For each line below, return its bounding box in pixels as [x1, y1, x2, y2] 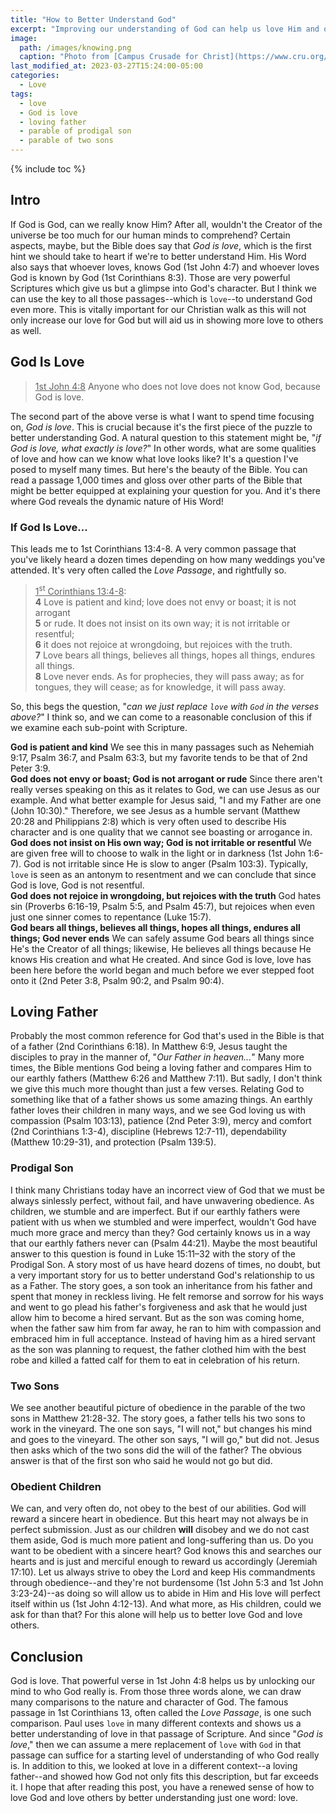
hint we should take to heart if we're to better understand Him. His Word [10, 250, 307, 262]
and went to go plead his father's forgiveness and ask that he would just [10, 1301, 308, 1313]
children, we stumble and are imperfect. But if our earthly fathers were [10, 1205, 301, 1217]
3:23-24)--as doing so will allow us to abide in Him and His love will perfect [10, 1587, 321, 1600]
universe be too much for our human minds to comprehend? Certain [10, 229, 291, 241]
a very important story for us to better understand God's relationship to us [10, 1269, 315, 1281]
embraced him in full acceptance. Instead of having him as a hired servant [10, 1332, 316, 1345]
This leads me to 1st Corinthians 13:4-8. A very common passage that [10, 542, 297, 555]
